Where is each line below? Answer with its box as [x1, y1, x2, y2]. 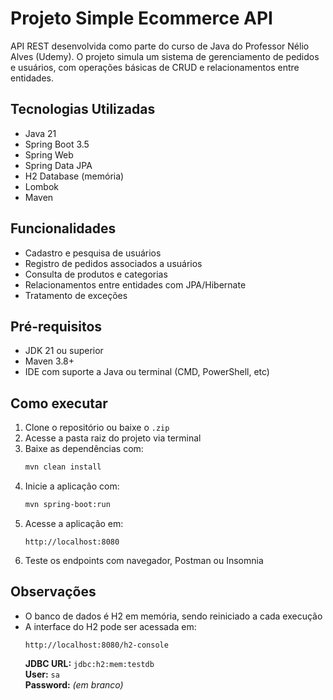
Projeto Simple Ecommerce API [10, 7, 273, 30]
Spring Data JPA [24, 159, 93, 171]
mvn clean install [24, 462, 102, 472]
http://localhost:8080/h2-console [24, 640, 169, 650]
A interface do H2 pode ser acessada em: [24, 620, 197, 632]
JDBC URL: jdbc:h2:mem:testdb [24, 657, 155, 669]
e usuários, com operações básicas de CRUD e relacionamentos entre [10, 61, 300, 73]
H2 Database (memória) [24, 170, 125, 182]
